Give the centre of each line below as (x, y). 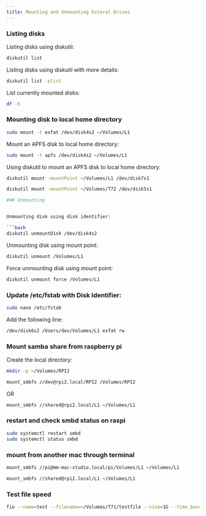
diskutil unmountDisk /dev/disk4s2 (52, 233)
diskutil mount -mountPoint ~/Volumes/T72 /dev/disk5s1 (79, 189)
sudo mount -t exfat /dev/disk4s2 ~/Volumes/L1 (68, 132)
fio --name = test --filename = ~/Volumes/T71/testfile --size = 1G (87, 507)
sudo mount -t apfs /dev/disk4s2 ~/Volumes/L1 (67, 155)
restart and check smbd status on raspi (66, 420)
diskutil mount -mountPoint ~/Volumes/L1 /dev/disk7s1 (78, 178)
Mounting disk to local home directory (64, 120)
